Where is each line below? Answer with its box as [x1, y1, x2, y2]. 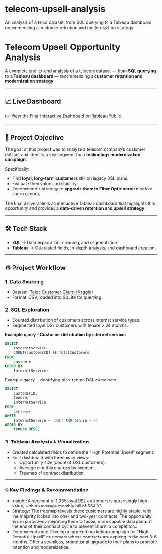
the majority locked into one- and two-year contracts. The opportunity [12, 513, 152, 519]
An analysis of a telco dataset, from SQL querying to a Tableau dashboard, [5, 19, 153, 25]
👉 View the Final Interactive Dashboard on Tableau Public [5, 113, 121, 119]
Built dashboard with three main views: [12, 455, 89, 460]
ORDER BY [5, 423, 23, 427]
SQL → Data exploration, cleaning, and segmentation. [12, 240, 119, 246]
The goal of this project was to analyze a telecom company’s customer [5, 146, 146, 152]
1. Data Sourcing [5, 278, 44, 285]
